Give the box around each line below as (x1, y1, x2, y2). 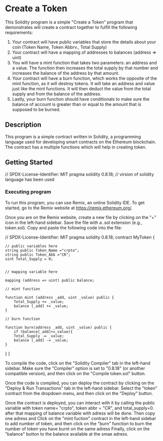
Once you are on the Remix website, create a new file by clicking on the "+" (5, 214, 157, 220)
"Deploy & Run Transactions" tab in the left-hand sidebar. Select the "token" (5, 385, 158, 391)
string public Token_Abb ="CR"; (5, 252, 71, 257)
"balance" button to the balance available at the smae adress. (5, 431, 128, 437)
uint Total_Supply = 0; (5, 256, 54, 262)
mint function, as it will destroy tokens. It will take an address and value (12, 80, 155, 86)
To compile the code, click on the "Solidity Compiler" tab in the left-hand (5, 360, 151, 366)
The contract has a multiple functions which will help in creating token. (5, 144, 147, 150)
